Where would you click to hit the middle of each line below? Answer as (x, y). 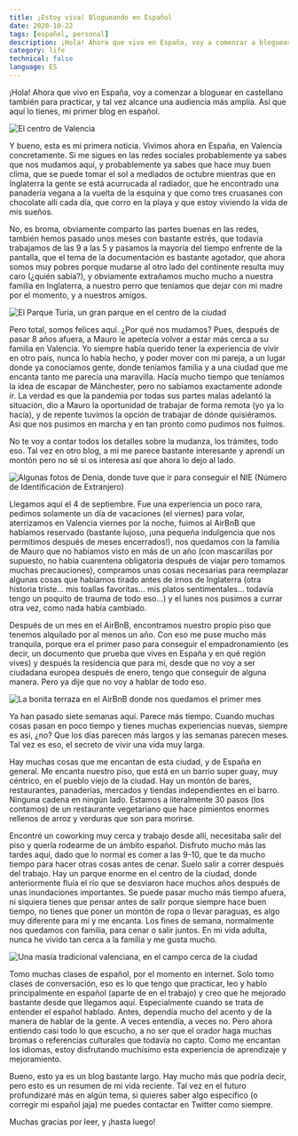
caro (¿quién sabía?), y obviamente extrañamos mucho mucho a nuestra (141, 276)
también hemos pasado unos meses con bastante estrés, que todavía (136, 238)
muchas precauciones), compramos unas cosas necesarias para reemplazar (149, 570)
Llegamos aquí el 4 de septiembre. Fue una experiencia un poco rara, (136, 504)
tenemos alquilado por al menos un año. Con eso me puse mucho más (138, 634)
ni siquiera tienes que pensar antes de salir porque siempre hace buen (138, 901)
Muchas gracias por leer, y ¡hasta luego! (82, 1122)
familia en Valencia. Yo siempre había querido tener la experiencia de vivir (144, 348)
